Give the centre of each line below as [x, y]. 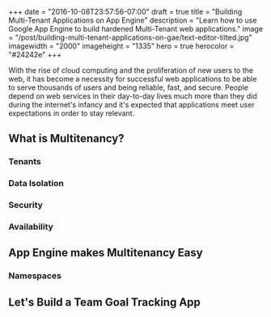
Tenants [25, 162]
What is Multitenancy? [66, 139]
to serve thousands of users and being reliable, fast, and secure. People [128, 87]
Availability [31, 227]
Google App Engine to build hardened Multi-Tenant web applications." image [136, 29]
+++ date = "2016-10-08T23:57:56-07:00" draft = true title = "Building [125, 12]
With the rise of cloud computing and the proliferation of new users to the [131, 70]
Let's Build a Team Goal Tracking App [104, 302]
